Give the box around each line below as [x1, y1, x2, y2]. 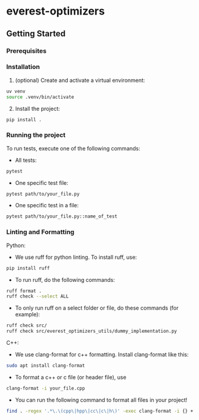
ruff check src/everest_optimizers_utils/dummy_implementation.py [6, 328, 177, 335]
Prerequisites [6, 47, 47, 55]
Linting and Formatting [6, 228, 74, 236]
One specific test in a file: [15, 202, 79, 209]
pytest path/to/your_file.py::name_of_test [6, 213, 118, 219]
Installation [6, 62, 41, 71]
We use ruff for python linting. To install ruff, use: [15, 253, 137, 261]
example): [15, 311, 41, 318]
